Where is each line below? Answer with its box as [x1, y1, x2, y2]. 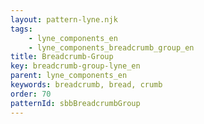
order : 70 [10, 89, 52, 99]
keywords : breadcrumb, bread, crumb [10, 80, 163, 90]
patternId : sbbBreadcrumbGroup [10, 98, 141, 108]
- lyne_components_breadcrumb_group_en [28, 42, 195, 53]
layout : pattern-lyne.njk [10, 14, 118, 25]
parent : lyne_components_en [10, 71, 128, 81]
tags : [10, 24, 33, 34]
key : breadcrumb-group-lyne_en [10, 61, 141, 71]
